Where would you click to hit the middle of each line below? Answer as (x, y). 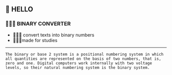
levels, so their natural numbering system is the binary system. (78, 67)
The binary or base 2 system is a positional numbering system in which (84, 54)
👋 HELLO (19, 9)
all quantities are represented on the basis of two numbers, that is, (83, 59)
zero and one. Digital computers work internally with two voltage (79, 63)
